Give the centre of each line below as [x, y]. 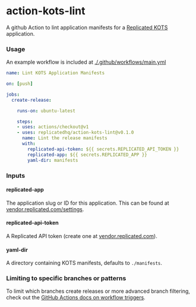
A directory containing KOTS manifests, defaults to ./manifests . [84, 263]
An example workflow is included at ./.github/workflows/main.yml [86, 62]
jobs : [13, 94]
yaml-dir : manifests [53, 160]
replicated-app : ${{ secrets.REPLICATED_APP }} [87, 155]
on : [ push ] [20, 84]
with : [29, 144]
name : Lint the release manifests [65, 138]
